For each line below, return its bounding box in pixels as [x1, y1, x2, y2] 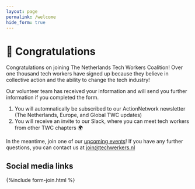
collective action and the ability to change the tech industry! [6, 77, 150, 84]
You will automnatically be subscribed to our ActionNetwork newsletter [14, 105, 186, 112]
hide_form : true [6, 19, 46, 25]
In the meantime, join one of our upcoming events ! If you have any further [6, 138, 183, 145]
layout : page [6, 8, 38, 15]
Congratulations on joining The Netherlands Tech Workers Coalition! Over [6, 64, 183, 71]
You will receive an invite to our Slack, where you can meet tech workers [14, 118, 190, 125]
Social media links [6, 161, 74, 171]
